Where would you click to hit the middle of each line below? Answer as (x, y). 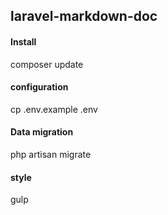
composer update (47, 64)
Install (23, 41)
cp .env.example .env (54, 109)
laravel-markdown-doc (84, 16)
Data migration (42, 132)
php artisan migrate (51, 154)
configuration (39, 87)
